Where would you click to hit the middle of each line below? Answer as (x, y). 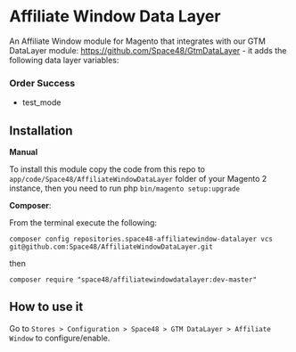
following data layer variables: (64, 60)
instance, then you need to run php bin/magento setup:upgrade (125, 188)
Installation (41, 131)
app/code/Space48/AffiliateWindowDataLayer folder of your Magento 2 (138, 179)
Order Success (42, 83)
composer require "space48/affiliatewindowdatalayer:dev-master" (133, 280)
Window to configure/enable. (60, 338)
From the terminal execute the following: (83, 223)
